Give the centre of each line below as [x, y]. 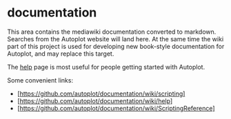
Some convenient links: [40, 80]
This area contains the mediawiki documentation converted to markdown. [112, 32]
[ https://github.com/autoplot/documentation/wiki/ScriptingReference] [116, 108]
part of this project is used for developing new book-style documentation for [116, 46]
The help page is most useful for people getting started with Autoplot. [106, 67]
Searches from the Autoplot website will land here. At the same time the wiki [115, 39]
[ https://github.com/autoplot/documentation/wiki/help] [95, 100]
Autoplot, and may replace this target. [61, 54]
